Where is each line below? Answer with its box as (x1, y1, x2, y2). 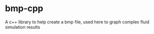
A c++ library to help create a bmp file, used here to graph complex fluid (5, 19, 149, 25)
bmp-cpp (5, 3, 44, 14)
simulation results (5, 24, 40, 30)
